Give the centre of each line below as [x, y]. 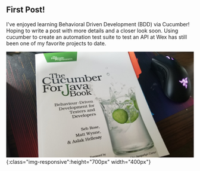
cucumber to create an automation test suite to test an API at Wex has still [97, 37]
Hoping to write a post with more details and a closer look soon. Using [92, 30]
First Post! [26, 10]
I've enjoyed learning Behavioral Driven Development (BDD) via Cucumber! [98, 24]
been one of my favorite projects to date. [56, 43]
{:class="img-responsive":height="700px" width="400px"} [79, 162]
